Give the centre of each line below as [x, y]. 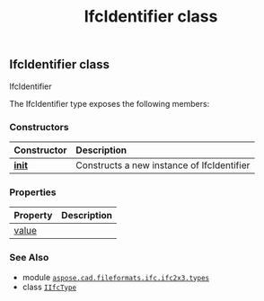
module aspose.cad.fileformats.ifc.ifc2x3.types [115, 277]
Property [33, 216]
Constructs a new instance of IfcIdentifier [163, 165]
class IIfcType [49, 287]
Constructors [39, 127]
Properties [33, 192]
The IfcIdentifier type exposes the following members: [110, 103]
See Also [29, 258]
